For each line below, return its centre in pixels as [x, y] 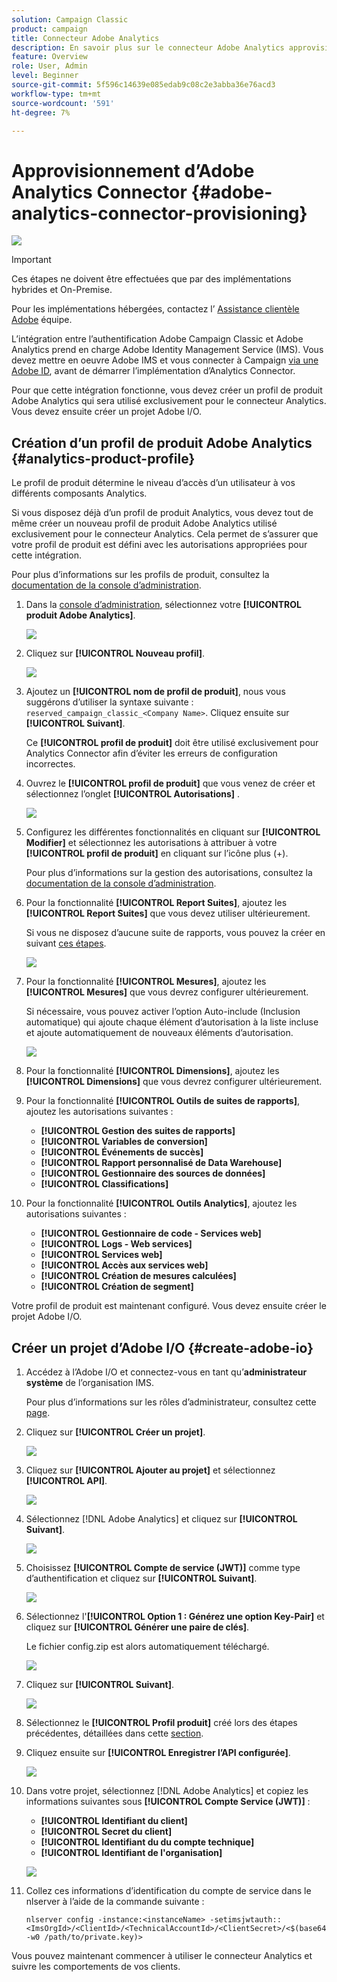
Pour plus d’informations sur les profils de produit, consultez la [140, 575]
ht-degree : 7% [41, 112]
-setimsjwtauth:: [245, 1919]
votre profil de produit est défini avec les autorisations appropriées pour [159, 545]
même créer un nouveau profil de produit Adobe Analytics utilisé [144, 523]
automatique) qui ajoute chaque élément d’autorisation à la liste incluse [172, 1022]
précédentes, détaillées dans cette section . [114, 1733]
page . [38, 1412]
